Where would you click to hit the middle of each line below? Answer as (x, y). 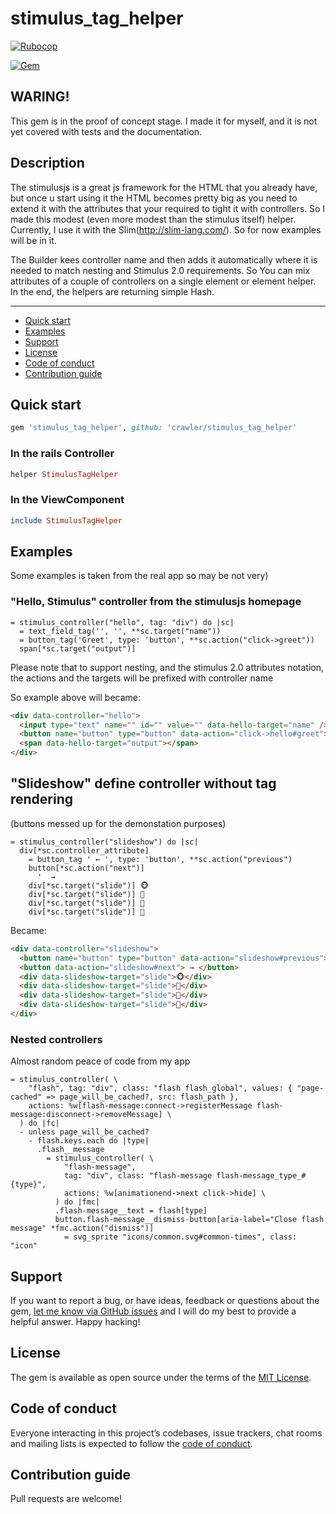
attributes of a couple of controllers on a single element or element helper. (163, 281)
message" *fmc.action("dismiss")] (82, 1228)
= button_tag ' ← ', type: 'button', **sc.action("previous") (160, 859)
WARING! (40, 97)
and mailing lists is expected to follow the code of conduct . (131, 1443)
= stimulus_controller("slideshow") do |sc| (104, 842)
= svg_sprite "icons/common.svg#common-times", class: (180, 1237)
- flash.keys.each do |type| (89, 1141)
